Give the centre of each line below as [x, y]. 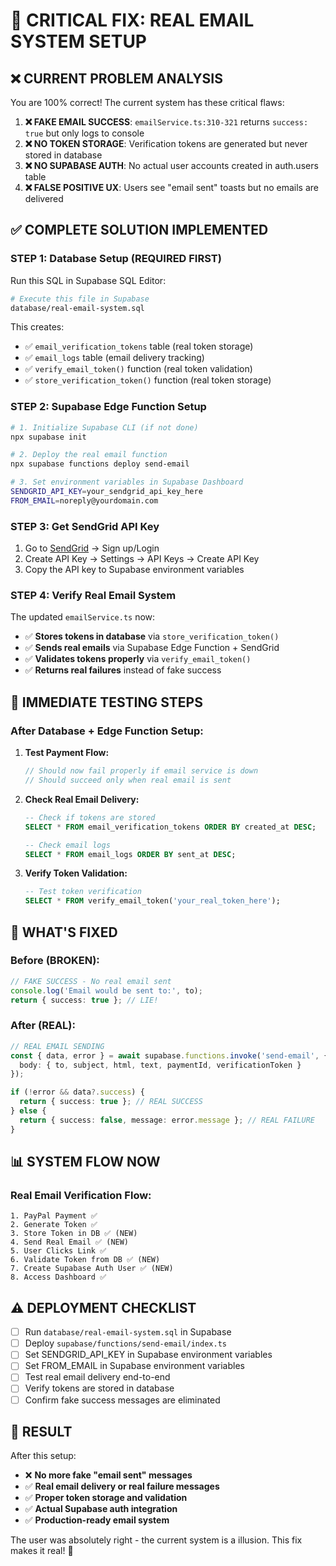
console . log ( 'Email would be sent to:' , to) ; [106, 990]
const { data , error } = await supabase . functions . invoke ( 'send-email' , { [169, 1055]
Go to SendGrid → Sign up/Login [92, 548]
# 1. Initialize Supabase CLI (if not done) [104, 427]
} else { [28, 1111]
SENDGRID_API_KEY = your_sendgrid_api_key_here [106, 492]
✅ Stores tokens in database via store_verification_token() [152, 636]
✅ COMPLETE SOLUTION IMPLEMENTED [139, 230]
